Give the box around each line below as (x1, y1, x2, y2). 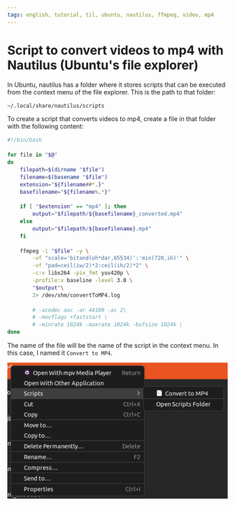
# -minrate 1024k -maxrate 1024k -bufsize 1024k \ (32, 321, 183, 328)
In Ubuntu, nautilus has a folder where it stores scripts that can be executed (7, 80, 226, 89)
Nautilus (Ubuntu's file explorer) (7, 57, 199, 73)
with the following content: (7, 122, 84, 131)
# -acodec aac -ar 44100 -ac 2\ (32, 307, 127, 314)
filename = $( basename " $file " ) (20, 174, 108, 181)
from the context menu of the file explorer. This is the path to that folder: (7, 87, 215, 96)
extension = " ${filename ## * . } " (20, 181, 105, 188)
